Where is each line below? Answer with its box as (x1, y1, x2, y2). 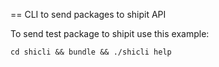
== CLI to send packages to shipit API (10, 9, 167, 20)
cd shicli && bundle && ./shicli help (10, 47, 172, 57)
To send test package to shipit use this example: (10, 28, 210, 39)
